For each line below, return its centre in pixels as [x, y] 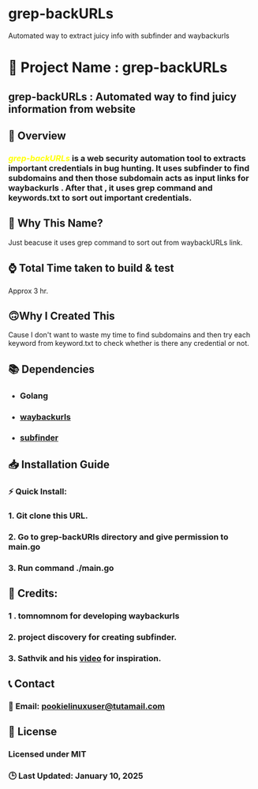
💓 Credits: [33, 593]
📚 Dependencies [51, 369]
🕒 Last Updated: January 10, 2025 [76, 776]
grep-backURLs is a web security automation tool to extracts [127, 158]
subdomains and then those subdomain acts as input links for [129, 178]
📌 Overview [37, 135]
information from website [72, 109]
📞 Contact [32, 684]
